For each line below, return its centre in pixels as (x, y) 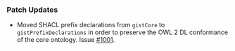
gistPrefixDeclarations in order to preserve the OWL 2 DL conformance (122, 32)
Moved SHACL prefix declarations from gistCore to (91, 25)
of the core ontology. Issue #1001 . (66, 40)
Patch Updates (32, 10)
